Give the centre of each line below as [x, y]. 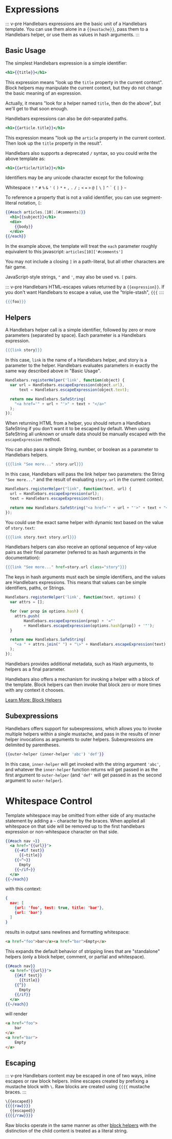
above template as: [25, 158]
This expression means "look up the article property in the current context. [85, 137]
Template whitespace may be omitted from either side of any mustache [80, 815]
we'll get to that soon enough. [37, 108]
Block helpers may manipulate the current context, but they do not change [84, 88]
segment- [152, 197]
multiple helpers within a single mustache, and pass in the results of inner [83, 734]
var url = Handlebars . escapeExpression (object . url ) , [67, 385]
